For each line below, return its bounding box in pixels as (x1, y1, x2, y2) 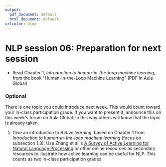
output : (5, 7, 21, 12)
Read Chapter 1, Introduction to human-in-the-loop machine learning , (12, 70, 156, 76)
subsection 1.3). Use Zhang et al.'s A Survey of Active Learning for (12, 140, 149, 146)
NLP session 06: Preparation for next (5, 43, 161, 54)
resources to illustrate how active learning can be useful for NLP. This (12, 151, 156, 157)
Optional (5, 93, 26, 100)
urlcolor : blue (5, 21, 37, 26)
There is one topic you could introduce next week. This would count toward (5, 104, 161, 110)
